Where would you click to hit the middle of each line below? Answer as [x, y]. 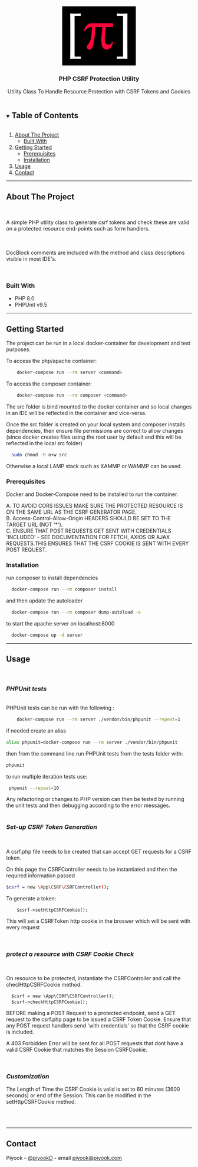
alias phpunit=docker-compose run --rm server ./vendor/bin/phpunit [92, 742]
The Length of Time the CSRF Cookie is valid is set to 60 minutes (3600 [93, 1089]
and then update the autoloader [44, 601]
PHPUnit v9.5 [31, 305]
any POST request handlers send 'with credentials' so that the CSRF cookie [98, 1025]
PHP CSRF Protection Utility [99, 79]
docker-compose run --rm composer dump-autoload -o [76, 612]
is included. [20, 1032]
